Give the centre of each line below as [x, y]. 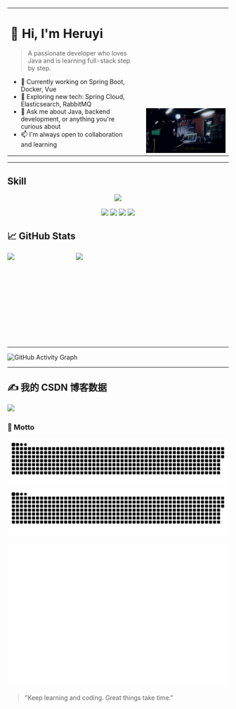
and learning [39, 144]
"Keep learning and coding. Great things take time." [99, 697]
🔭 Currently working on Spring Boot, [73, 81]
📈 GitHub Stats [41, 236]
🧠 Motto [21, 427]
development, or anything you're [68, 119]
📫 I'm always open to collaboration [72, 134]
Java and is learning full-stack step [79, 60]
